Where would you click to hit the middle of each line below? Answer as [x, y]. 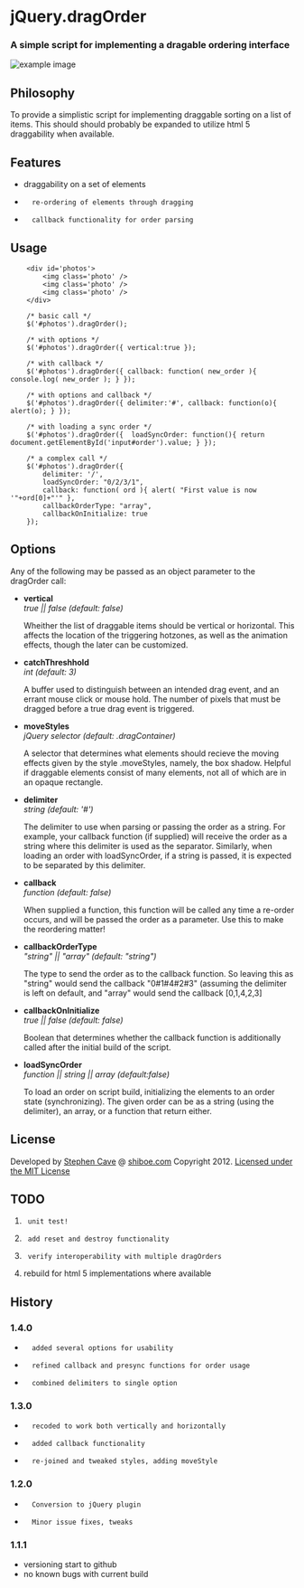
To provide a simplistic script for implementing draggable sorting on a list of [151, 115]
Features [36, 162]
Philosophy [43, 93]
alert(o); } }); [41, 411]
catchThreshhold [56, 662]
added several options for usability [103, 1348]
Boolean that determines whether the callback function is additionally [152, 1037]
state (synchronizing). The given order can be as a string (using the [148, 1101]
